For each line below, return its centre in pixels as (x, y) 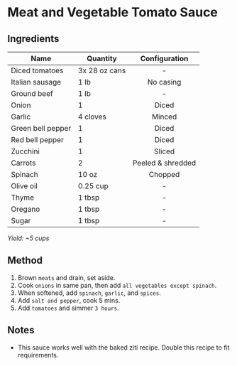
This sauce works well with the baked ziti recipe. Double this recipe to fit (123, 347)
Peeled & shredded (164, 163)
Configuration (164, 59)
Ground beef (32, 93)
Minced (164, 117)
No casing (164, 82)
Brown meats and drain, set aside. (66, 277)
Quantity (102, 59)
